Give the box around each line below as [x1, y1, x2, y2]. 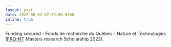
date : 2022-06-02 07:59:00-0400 [5, 12, 74, 17]
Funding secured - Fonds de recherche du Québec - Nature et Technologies [5, 31, 166, 37]
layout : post [5, 7, 33, 13]
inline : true [5, 17, 33, 22]
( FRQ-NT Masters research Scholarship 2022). [5, 36, 104, 42]
